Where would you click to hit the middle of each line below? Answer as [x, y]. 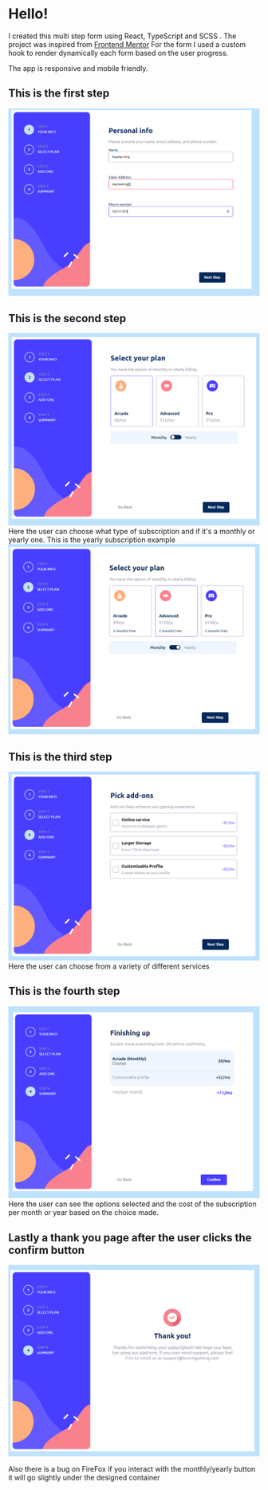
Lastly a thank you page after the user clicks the [130, 1238]
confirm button [47, 1250]
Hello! [28, 14]
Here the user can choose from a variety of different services [109, 966]
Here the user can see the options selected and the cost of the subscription [132, 1204]
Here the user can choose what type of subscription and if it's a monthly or [132, 532]
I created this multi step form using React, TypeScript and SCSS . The [122, 36]
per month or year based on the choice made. [84, 1213]
